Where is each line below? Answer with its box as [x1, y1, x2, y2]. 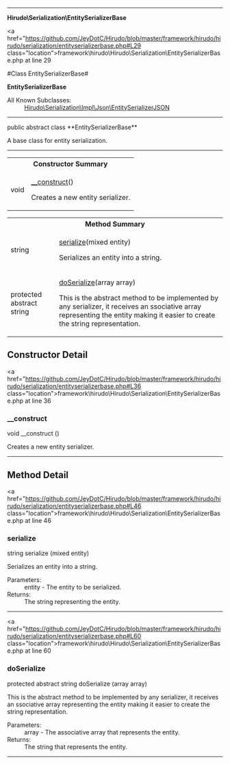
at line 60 [25, 647, 51, 655]
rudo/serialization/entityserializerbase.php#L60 [7, 632, 142, 640]
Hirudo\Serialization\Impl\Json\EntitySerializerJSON [24, 104, 170, 111]
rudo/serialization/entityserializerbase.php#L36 [7, 382, 142, 390]
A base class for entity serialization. [7, 137, 108, 144]
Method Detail [7, 469, 69, 481]
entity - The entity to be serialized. [24, 583, 122, 592]
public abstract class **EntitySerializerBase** [7, 123, 138, 131]
